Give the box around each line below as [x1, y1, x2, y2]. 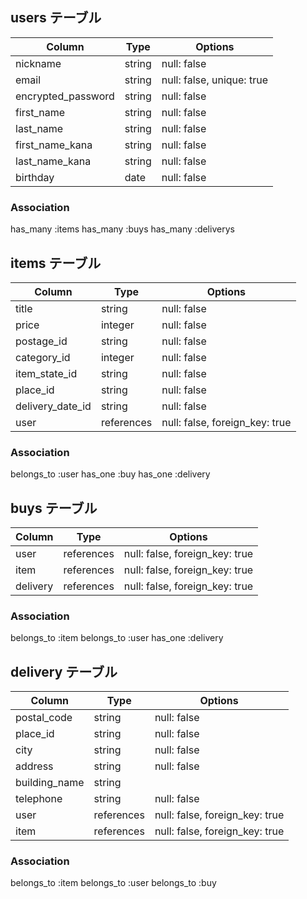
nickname [15, 56, 62, 70]
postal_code [15, 711, 73, 725]
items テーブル [10, 254, 102, 272]
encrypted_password [15, 89, 115, 103]
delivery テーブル [10, 663, 118, 680]
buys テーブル [10, 499, 98, 517]
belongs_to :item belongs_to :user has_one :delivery [10, 632, 224, 644]
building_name [15, 776, 85, 790]
